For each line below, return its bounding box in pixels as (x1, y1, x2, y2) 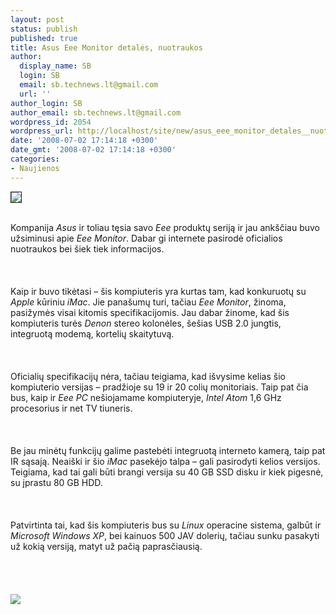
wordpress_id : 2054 (10, 117, 92, 127)
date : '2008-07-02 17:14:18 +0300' (10, 136, 159, 146)
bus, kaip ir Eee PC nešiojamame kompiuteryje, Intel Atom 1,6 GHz (10, 391, 282, 403)
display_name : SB (19, 61, 92, 71)
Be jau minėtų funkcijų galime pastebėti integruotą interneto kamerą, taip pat (10, 444, 326, 456)
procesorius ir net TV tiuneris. (10, 402, 133, 414)
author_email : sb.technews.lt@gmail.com (10, 107, 182, 118)
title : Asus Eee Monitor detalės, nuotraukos (10, 42, 203, 53)
